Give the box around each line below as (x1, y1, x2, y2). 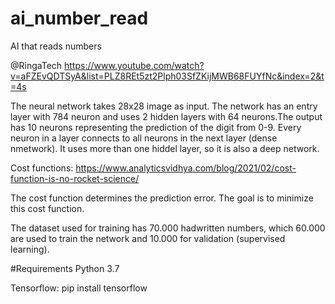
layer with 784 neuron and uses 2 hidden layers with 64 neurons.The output (10, 110, 323, 122)
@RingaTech (10, 59, 63, 71)
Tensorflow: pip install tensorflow (10, 282, 148, 294)
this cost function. (10, 202, 85, 214)
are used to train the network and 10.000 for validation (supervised (10, 232, 286, 244)
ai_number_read (10, 7, 149, 30)
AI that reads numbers (10, 40, 102, 52)
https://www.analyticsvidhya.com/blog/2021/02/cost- (75, 162, 297, 174)
